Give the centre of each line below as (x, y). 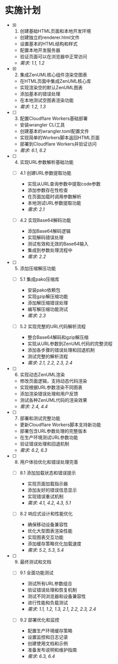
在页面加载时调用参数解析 (54, 196)
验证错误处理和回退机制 (44, 444)
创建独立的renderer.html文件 (50, 37)
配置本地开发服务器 (40, 50)
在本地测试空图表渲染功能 (47, 100)
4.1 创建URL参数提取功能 (45, 173)
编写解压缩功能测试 (48, 309)
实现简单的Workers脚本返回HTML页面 (60, 137)
